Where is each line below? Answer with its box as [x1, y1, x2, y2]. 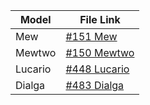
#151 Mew [65, 30, 118, 43]
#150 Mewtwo [65, 46, 135, 59]
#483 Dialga [65, 79, 125, 92]
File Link [79, 13, 121, 26]
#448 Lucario [65, 62, 130, 76]
